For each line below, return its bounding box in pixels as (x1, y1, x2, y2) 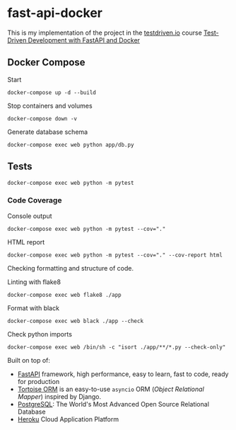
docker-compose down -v (7, 115, 78, 122)
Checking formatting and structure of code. (7, 264, 134, 272)
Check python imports (7, 329, 73, 338)
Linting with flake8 (7, 278, 61, 286)
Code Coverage (7, 196, 62, 205)
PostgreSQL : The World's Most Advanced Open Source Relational (17, 400, 210, 408)
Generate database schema (7, 128, 88, 136)
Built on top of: (7, 356, 51, 364)
